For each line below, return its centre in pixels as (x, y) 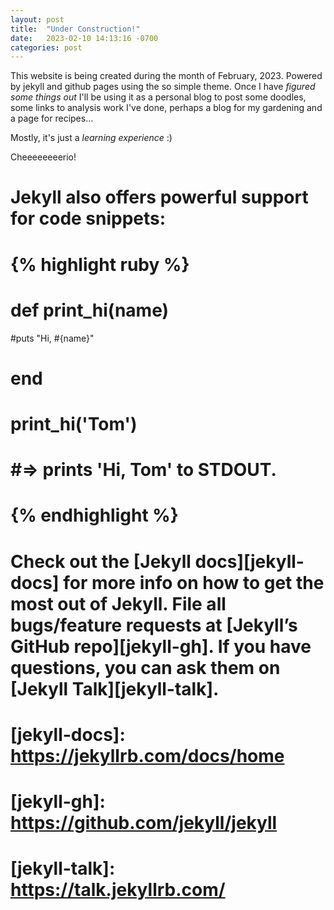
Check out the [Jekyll (101, 561)
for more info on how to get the (194, 582)
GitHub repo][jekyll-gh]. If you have (161, 646)
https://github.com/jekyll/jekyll (144, 822)
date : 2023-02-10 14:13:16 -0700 (84, 38)
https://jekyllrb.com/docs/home (147, 755)
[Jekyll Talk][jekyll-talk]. (115, 688)
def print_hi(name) (90, 310)
